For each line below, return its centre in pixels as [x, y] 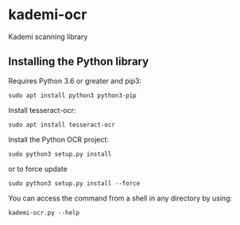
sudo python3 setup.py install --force [74, 183]
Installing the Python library [79, 62]
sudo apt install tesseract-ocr [62, 125]
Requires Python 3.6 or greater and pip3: [75, 80]
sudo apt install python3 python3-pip [72, 95]
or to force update [38, 169]
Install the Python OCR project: [59, 139]
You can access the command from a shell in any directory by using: [120, 198]
